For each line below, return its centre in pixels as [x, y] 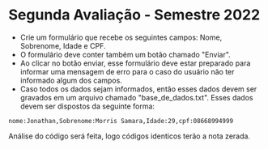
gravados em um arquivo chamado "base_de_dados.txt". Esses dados [136, 97]
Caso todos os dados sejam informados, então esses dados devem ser [138, 89]
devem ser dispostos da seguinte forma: [87, 106]
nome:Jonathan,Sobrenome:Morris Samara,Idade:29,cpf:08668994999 [121, 121]
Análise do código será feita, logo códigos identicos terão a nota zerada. [130, 136]
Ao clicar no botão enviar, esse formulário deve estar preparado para [135, 63]
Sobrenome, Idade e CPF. [63, 45]
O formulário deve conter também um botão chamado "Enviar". [125, 54]
